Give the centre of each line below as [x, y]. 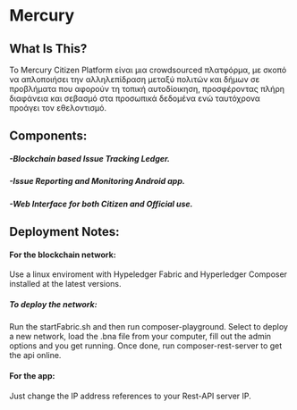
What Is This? [48, 49]
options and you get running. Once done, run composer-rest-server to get [146, 346]
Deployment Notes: [64, 232]
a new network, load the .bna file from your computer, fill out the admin [140, 337]
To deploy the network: [53, 304]
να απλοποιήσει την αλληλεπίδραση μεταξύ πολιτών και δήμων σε [135, 79]
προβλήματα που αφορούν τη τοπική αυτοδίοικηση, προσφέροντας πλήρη [147, 89]
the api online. [35, 356]
